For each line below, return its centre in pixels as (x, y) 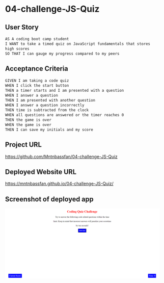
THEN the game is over (28, 120)
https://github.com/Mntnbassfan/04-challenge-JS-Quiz (61, 156)
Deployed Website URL (41, 172)
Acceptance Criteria (37, 69)
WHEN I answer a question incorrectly (45, 105)
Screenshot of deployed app (49, 199)
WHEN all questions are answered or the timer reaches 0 (65, 115)
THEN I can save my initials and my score (49, 129)
